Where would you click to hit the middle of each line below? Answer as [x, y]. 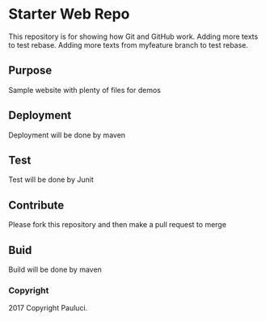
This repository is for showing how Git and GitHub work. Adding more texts [133, 36]
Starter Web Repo [69, 14]
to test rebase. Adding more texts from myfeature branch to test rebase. [129, 44]
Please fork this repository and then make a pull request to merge [117, 225]
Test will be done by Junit [51, 180]
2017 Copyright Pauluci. [48, 308]
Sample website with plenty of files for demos [85, 90]
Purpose [30, 71]
